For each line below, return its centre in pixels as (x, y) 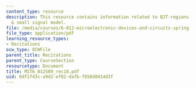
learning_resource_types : (37, 39)
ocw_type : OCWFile (28, 50)
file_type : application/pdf (40, 33)
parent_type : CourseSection (40, 60)
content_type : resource (35, 11)
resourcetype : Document (35, 66)
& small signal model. (39, 22)
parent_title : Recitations (39, 55)
